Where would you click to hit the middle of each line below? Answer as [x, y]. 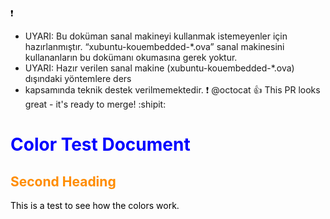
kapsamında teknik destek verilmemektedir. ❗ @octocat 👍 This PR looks [172, 90]
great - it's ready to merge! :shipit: [95, 104]
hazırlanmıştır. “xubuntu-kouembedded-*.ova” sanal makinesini [154, 46]
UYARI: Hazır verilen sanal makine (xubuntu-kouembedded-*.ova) [159, 68]
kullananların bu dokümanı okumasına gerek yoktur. [131, 57]
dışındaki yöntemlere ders [78, 78]
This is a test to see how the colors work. [95, 205]
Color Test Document [100, 144]
